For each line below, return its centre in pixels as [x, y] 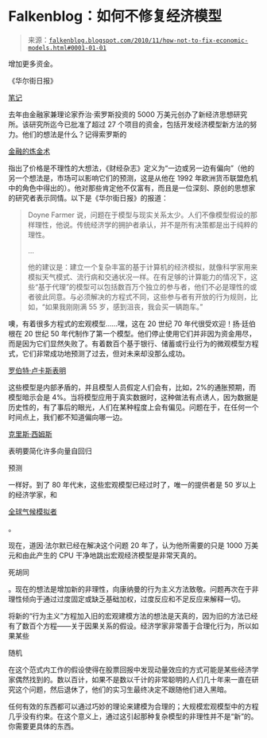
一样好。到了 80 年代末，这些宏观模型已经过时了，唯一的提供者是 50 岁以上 [132, 484]
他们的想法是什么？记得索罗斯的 [74, 134]
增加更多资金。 [33, 64]
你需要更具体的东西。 [43, 726]
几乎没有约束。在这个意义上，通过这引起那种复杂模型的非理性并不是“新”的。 [133, 716]
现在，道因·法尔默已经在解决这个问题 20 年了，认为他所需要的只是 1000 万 [130, 545]
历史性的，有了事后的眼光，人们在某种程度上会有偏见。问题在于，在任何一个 [133, 407]
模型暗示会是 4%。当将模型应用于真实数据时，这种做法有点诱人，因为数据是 [133, 397]
